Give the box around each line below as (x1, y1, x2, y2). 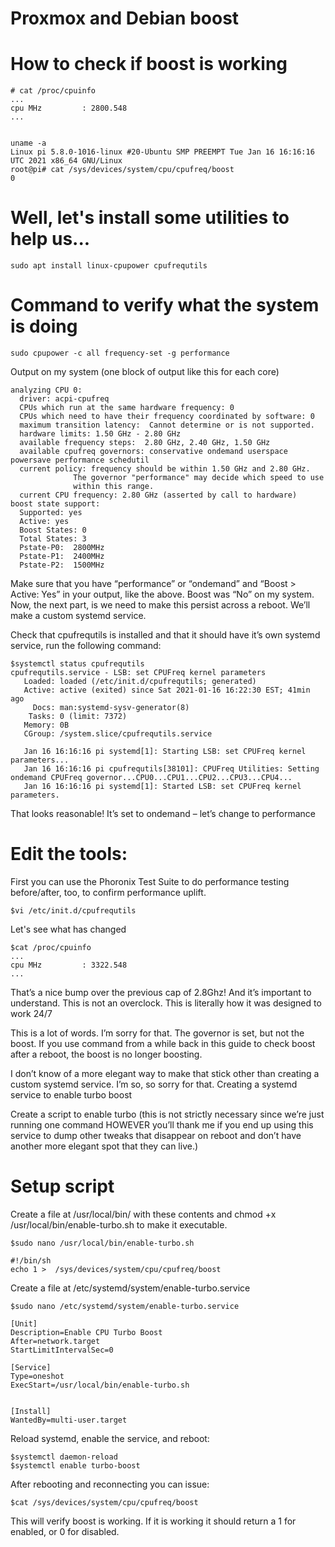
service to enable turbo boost (10, 1088, 133, 1101)
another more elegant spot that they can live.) (10, 1140, 199, 1152)
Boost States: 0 (19, 525, 87, 535)
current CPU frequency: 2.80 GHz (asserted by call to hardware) (19, 490, 298, 500)
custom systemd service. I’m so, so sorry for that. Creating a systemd (10, 1078, 298, 1090)
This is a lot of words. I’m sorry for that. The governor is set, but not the (10, 1027, 305, 1039)
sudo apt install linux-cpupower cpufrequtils (10, 261, 208, 271)
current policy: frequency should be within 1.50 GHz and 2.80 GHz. (19, 464, 311, 474)
